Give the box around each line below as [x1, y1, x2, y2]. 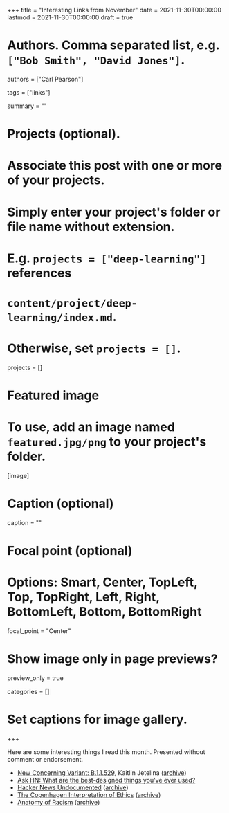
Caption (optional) [7, 496, 114, 511]
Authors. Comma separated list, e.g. [7, 37, 220, 53]
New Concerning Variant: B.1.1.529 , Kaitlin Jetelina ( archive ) [17, 768, 187, 777]
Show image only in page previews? [7, 651, 218, 667]
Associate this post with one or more [7, 158, 223, 174]
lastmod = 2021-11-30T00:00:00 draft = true [7, 13, 134, 21]
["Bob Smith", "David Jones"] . [7, 52, 185, 68]
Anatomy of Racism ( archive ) [17, 798, 100, 806]
